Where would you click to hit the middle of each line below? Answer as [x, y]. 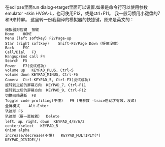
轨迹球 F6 [14, 111]
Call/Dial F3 [21, 52]
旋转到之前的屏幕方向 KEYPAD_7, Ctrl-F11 [46, 85]
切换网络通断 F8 [20, 95]
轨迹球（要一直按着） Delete [33, 117]
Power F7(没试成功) [26, 66]
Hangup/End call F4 [25, 57]
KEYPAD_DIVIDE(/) [23, 140]
